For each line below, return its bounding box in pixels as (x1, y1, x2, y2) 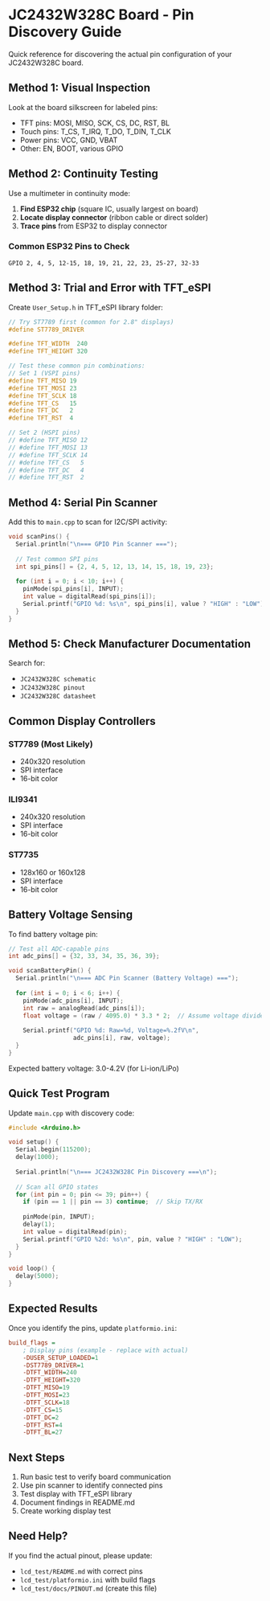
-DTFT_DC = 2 (22, 1413, 59, 1422)
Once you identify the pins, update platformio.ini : (8, 1323, 178, 1333)
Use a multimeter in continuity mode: (8, 188, 131, 198)
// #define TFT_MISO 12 (8, 436, 88, 444)
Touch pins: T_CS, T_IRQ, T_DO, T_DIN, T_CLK (19, 126, 171, 136)
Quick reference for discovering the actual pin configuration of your (8, 49, 232, 59)
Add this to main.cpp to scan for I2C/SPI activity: (8, 517, 168, 527)
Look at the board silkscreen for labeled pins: (8, 102, 158, 112)
